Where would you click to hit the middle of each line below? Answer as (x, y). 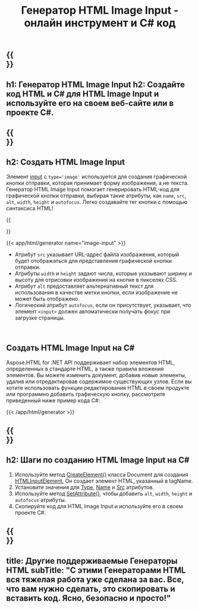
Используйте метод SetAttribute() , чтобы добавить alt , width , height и (103, 493)
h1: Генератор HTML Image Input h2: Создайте (96, 84)
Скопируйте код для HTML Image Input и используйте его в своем (99, 506)
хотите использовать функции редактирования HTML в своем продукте (98, 387)
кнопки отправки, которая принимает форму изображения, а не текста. (98, 183)
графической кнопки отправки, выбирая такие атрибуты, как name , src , (96, 195)
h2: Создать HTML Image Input (65, 162)
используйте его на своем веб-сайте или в (90, 103)
